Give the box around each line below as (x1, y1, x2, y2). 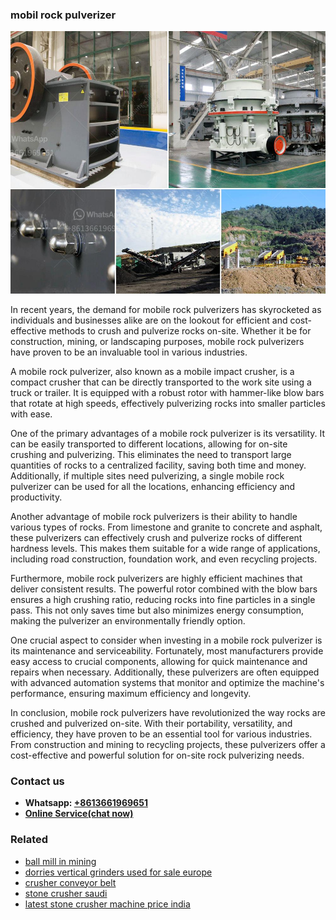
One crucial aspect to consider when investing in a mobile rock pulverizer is (10, 634, 323, 646)
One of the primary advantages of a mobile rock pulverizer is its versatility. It (10, 427, 326, 439)
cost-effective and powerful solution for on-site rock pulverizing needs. (10, 749, 305, 761)
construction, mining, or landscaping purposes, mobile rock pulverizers (10, 335, 305, 347)
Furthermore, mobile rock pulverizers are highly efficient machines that (10, 572, 303, 584)
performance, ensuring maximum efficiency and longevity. (10, 687, 252, 699)
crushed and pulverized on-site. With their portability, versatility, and (10, 717, 293, 729)
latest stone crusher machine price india (24, 898, 191, 910)
